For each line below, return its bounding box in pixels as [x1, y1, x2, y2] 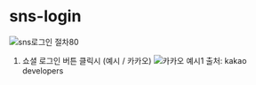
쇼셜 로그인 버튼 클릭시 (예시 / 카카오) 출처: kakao [21, 55, 247, 66]
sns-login [9, 6, 82, 27]
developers [21, 65, 64, 76]
